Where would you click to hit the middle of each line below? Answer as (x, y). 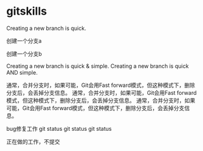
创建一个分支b (24, 54)
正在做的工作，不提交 (33, 141)
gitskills (27, 11)
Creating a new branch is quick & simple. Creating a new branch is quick (98, 66)
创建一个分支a (24, 40)
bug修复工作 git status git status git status (59, 128)
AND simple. (22, 72)
